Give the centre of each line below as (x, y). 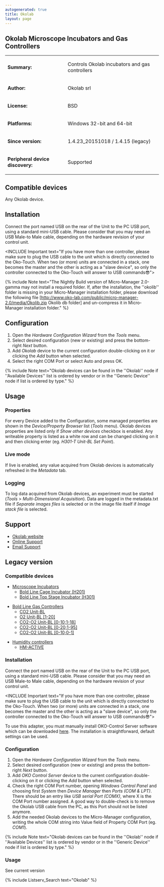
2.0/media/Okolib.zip (26, 303)
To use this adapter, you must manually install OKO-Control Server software (81, 726)
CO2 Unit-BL (32, 612)
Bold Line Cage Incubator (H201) (52, 592)
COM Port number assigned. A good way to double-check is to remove (83, 801)
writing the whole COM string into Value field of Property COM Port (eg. (84, 822)
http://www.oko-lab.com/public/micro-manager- (90, 297)
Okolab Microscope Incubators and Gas (66, 38)
